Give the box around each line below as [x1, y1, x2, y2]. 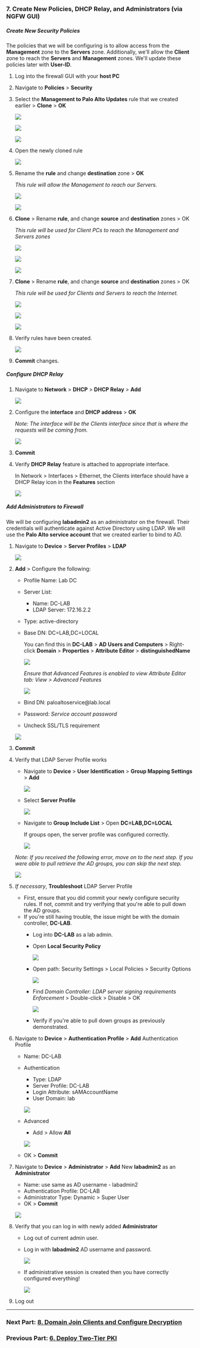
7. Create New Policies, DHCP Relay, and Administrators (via [6, 5, 183, 13]
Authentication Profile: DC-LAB [23, 1187, 100, 1194]
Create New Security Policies [6, 27, 80, 34]
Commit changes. [14, 357, 60, 364]
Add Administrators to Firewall [6, 503, 84, 510]
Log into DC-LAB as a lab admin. [32, 931, 113, 938]
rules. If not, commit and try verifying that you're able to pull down [23, 900, 186, 907]
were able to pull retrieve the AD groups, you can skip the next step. [14, 860, 182, 867]
